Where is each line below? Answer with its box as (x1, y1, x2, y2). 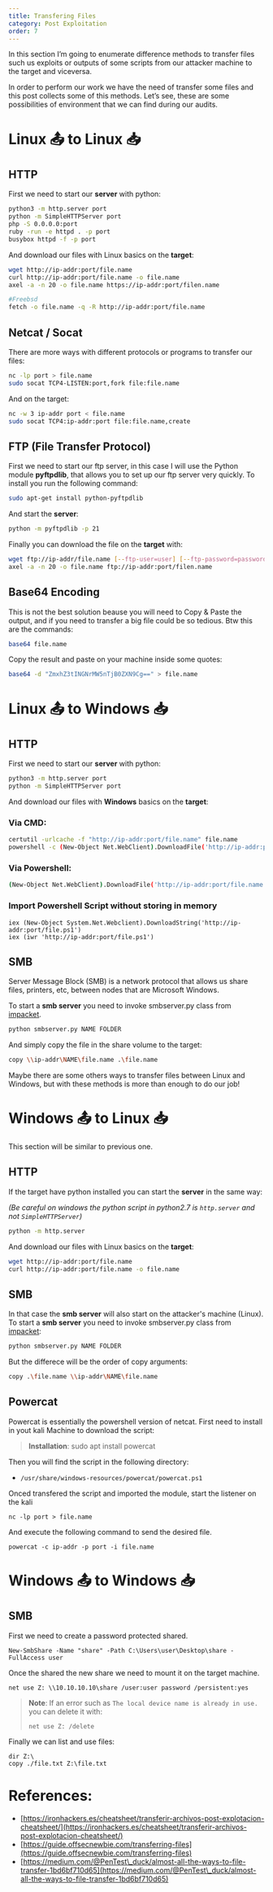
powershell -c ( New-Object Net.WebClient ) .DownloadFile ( (8, 843, 206, 851)
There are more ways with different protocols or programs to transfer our (8, 347, 253, 356)
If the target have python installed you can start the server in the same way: (8, 1186, 262, 1196)
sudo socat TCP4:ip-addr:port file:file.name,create (8, 417, 191, 426)
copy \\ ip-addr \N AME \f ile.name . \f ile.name (8, 1055, 158, 1064)
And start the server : (8, 509, 79, 519)
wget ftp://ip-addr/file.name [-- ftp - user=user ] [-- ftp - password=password (8, 555, 267, 563)
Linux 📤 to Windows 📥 (8, 699, 168, 718)
